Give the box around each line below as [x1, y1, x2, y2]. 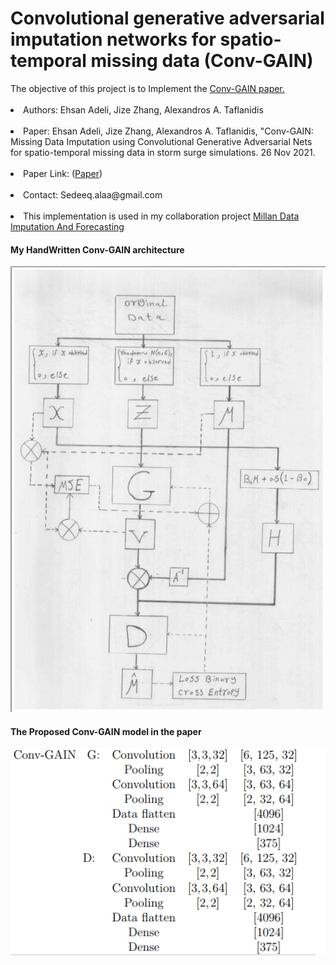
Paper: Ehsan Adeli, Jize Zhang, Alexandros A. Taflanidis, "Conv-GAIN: [23, 125, 314, 137]
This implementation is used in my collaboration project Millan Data [23, 210, 300, 222]
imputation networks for [10, 28, 217, 51]
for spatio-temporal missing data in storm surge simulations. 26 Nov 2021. [10, 146, 316, 158]
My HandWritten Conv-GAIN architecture [10, 243, 185, 256]
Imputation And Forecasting [10, 220, 125, 232]
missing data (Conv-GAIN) [90, 50, 314, 72]
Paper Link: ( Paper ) [23, 167, 103, 179]
